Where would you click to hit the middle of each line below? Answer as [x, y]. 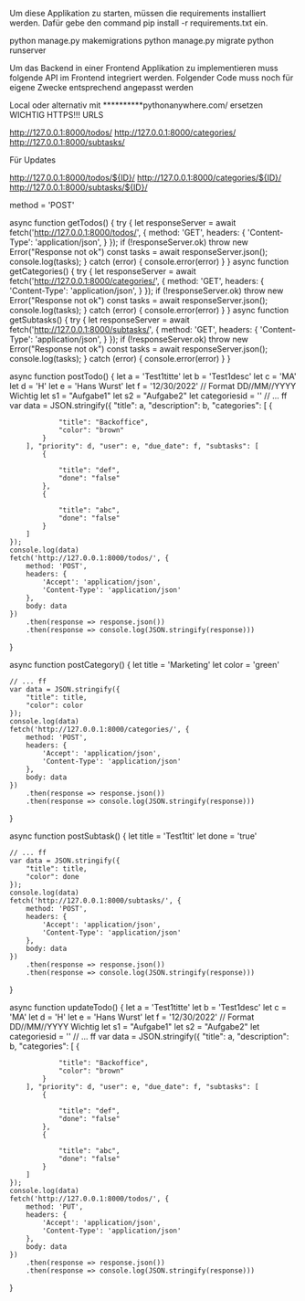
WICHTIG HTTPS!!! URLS [57, 115]
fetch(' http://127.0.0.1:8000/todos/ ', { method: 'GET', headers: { [127, 233]
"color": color [55, 705]
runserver [28, 50]
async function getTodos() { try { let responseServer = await [123, 222]
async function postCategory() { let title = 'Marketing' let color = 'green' [145, 665]
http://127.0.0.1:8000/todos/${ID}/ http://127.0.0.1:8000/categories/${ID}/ [146, 178]
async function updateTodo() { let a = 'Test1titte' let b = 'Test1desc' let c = [148, 1007]
